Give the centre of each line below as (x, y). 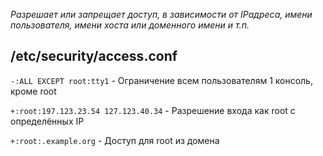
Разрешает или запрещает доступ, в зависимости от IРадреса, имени (161, 14)
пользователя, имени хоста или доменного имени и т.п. (130, 25)
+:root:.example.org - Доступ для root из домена (115, 140)
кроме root (33, 91)
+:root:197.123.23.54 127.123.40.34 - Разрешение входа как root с (153, 110)
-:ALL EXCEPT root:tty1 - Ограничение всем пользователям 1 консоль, (161, 80)
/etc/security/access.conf (94, 56)
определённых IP (47, 121)
